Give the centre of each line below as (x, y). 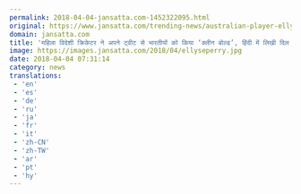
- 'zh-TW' (31, 150)
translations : (36, 76)
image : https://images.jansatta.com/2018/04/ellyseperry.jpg (126, 51)
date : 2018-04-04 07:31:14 (60, 59)
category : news (38, 68)
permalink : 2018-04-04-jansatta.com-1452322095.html (110, 17)
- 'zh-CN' (31, 142)
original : (28, 26)
